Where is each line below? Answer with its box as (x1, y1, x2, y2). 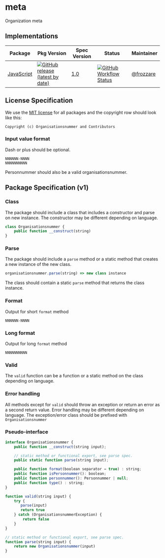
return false (23, 517, 50, 522)
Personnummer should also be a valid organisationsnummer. (5, 169, 128, 175)
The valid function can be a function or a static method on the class (5, 373, 143, 379)
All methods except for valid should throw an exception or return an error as (5, 401, 160, 407)
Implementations (5, 32, 58, 40)
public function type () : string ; (14, 480, 84, 485)
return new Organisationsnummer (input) (14, 544, 96, 549)
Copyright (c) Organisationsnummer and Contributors (5, 124, 115, 129)
